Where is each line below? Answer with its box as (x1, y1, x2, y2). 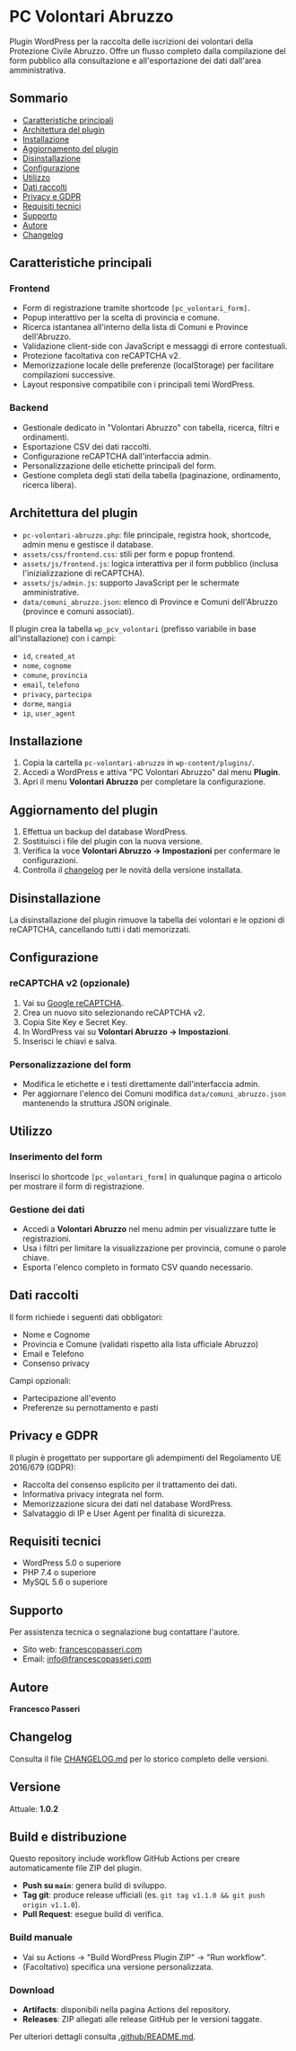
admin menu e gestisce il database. (22, 539, 154, 549)
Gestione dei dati (9, 1203, 85, 1216)
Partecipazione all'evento (22, 1392, 117, 1404)
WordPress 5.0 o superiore (22, 1557, 122, 1568)
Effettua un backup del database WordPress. (22, 826, 188, 837)
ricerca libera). (22, 479, 77, 490)
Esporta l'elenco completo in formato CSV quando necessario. (22, 1262, 254, 1272)
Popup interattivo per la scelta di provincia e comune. (22, 312, 220, 323)
